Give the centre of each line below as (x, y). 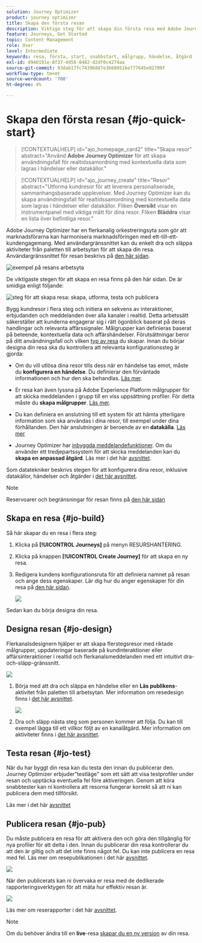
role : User (20, 46)
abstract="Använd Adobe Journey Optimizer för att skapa (93, 155)
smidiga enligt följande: (35, 285)
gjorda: (15, 354)
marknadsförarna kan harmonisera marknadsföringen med (79, 236)
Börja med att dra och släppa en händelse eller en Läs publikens (95, 686)
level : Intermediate (32, 51)
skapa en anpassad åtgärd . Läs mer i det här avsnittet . (83, 458)
